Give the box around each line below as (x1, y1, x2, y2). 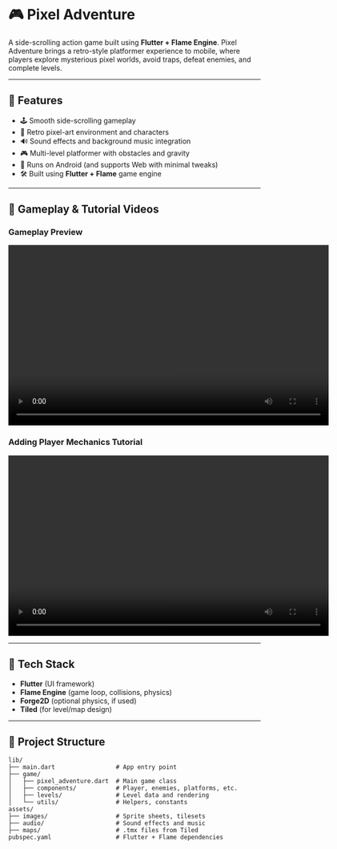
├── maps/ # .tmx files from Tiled (8, 827, 199, 835)
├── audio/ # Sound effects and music (8, 819, 206, 827)
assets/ (8, 806, 34, 814)
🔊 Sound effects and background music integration (19, 136, 191, 146)
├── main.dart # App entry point (8, 763, 178, 771)
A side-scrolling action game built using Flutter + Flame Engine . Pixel (8, 37, 238, 47)
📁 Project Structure (8, 734, 106, 749)
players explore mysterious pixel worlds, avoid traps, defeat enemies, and (8, 55, 251, 64)
